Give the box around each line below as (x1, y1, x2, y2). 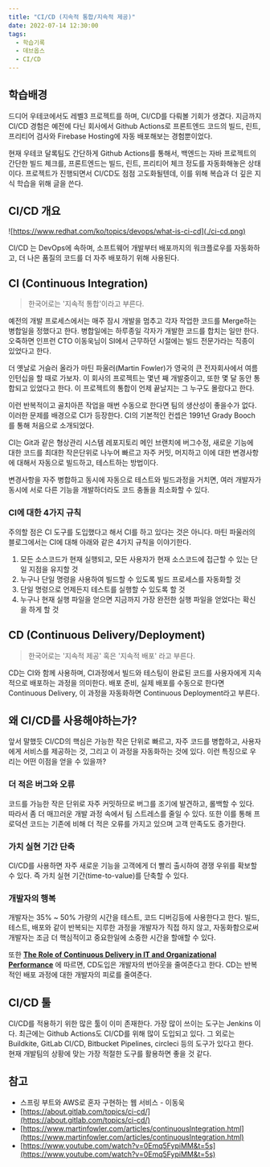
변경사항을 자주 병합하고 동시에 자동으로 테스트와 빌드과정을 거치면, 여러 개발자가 (8, 475, 262, 485)
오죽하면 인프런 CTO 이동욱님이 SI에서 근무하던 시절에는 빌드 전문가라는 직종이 (8, 336, 255, 346)
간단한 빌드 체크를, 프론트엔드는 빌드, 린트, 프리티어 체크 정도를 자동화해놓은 (8, 158, 247, 168)
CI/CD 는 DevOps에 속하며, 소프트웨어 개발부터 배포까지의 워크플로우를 (8, 242, 233, 253)
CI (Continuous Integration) (8, 277, 149, 291)
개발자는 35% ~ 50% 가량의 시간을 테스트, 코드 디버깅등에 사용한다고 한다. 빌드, (8, 913, 260, 922)
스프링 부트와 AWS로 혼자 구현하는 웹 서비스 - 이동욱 (19, 1097, 185, 1107)
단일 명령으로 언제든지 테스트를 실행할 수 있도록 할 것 (19, 584, 186, 594)
